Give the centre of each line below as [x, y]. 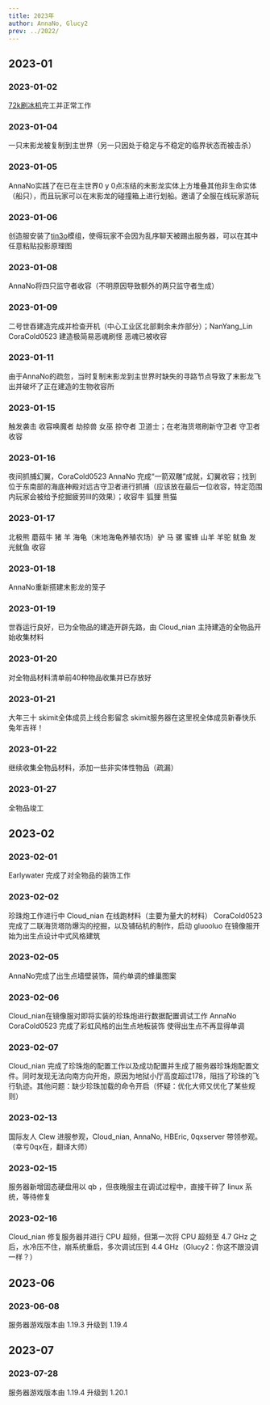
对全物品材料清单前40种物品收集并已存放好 [80, 677]
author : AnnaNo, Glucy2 [48, 23]
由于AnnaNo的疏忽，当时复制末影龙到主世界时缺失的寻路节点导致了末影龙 [131, 376]
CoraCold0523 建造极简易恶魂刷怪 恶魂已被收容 [88, 336]
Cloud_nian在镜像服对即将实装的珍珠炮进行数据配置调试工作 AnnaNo [123, 1016]
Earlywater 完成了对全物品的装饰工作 [70, 875]
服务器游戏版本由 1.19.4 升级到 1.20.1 [68, 1392]
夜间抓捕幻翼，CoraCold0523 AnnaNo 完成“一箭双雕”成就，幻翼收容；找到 [132, 476]
